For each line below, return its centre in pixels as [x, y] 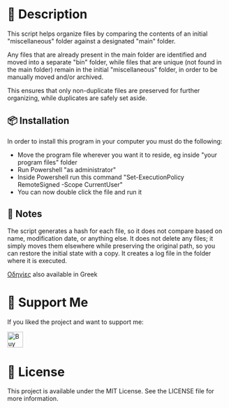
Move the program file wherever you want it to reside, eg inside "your [117, 155]
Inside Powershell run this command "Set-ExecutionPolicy [101, 177]
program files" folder [47, 162]
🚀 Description [47, 14]
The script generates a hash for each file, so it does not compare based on [115, 231]
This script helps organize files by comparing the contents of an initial [108, 34]
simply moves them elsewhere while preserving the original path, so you [111, 246]
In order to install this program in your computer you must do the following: [115, 141]
